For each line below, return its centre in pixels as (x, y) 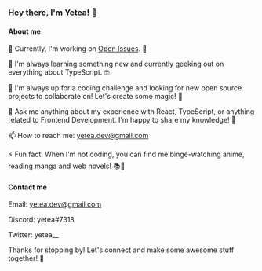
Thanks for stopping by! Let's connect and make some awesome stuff (121, 250)
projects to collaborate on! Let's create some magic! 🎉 (95, 97)
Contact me (27, 187)
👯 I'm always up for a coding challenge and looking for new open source (125, 88)
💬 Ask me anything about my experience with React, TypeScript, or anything (131, 112)
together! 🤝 (26, 258)
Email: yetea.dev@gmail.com (55, 204)
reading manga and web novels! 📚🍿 (67, 166)
